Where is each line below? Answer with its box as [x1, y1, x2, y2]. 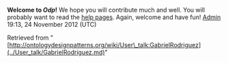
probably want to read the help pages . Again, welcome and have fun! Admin [7, 13, 221, 21]
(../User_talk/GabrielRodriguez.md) [7, 48, 105, 56]
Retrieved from [7, 34, 49, 42]
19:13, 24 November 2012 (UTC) [7, 21, 97, 28]
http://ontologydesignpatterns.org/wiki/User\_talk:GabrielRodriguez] [9, 41, 201, 49]
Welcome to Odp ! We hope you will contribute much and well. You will [7, 6, 205, 14]
